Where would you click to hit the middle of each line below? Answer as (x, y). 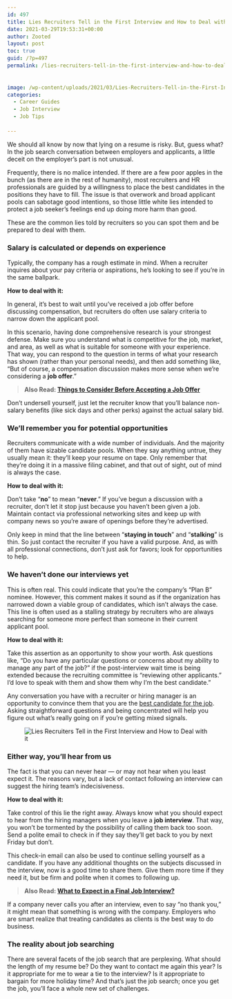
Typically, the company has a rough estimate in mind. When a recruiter (108, 263)
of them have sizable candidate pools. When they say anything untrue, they (115, 450)
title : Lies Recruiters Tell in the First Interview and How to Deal (109, 22)
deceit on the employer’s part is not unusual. (70, 159)
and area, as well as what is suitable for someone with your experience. (109, 347)
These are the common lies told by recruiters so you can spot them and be (113, 222)
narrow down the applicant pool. (53, 319)
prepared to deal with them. (47, 230)
